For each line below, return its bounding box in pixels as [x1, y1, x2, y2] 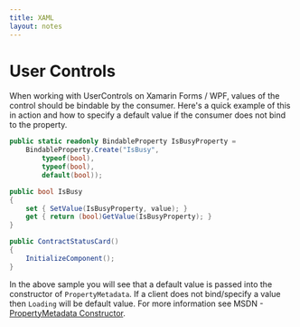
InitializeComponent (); [25, 254, 116, 263]
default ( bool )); [42, 170, 103, 179]
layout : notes [9, 22, 63, 31]
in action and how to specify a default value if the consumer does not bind [9, 110, 286, 120]
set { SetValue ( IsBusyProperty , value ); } [25, 204, 188, 213]
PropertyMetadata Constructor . [9, 307, 127, 318]
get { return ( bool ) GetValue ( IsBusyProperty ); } [25, 212, 212, 222]
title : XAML [9, 13, 54, 23]
